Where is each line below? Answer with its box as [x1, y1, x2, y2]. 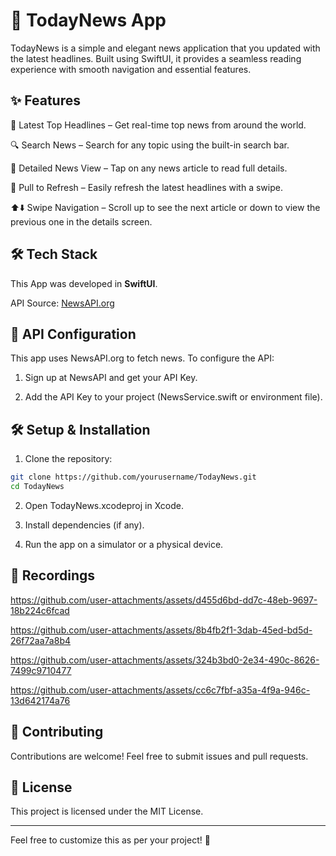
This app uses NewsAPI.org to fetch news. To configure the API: [10, 352, 275, 364]
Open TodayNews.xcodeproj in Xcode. [24, 499, 184, 511]
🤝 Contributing [10, 724, 104, 741]
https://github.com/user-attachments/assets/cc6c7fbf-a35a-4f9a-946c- [10, 684, 311, 696]
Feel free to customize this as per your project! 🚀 [10, 834, 211, 846]
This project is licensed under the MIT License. [10, 805, 204, 818]
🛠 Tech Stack [10, 246, 98, 263]
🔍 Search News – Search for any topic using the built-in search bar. [10, 139, 290, 151]
